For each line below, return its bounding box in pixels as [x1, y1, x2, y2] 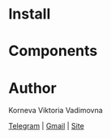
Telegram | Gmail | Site [8, 121, 85, 131]
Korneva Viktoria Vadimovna [8, 106, 103, 116]
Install [8, 5, 51, 23]
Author [8, 78, 57, 97]
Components [8, 42, 98, 61]
